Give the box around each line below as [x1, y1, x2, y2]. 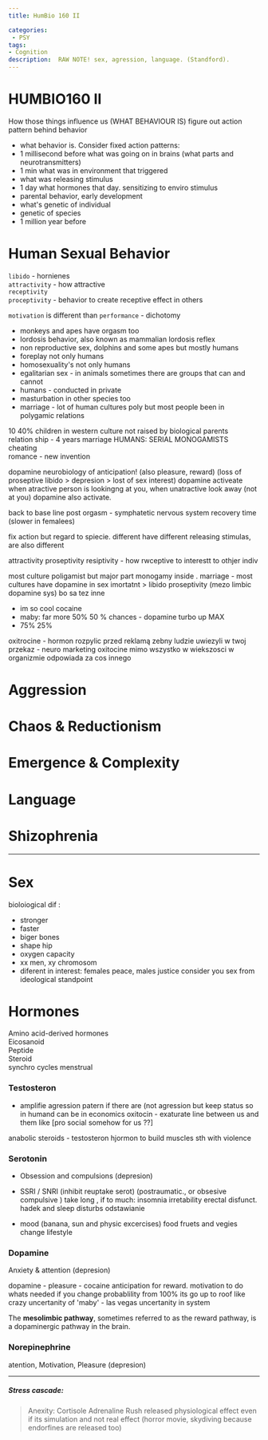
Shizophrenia [8, 827, 98, 845]
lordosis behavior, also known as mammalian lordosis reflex [19, 334, 215, 344]
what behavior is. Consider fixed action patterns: [19, 140, 180, 150]
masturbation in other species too [19, 393, 132, 403]
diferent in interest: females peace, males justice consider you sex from [19, 966, 255, 976]
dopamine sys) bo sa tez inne [8, 588, 105, 598]
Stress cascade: [8, 1386, 64, 1395]
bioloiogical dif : [8, 899, 61, 909]
